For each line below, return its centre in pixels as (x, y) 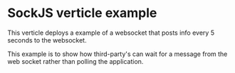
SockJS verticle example (82, 13)
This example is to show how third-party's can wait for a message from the (117, 54)
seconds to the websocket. (47, 40)
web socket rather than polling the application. (75, 61)
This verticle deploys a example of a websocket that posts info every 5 (111, 33)
